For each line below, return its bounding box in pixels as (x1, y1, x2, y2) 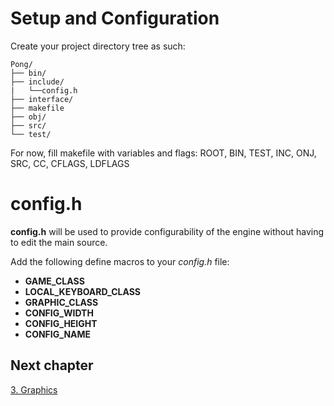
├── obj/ (10, 112, 47, 122)
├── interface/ (10, 94, 74, 104)
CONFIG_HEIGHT (24, 317, 98, 329)
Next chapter (10, 357, 94, 374)
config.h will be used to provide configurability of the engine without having (10, 225, 325, 237)
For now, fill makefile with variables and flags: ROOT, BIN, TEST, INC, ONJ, (10, 147, 317, 159)
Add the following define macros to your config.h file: (10, 255, 230, 267)
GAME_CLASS (24, 275, 85, 287)
